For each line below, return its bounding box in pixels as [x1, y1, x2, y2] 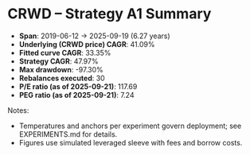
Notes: [7, 105, 29, 115]
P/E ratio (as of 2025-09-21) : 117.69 [18, 81, 138, 91]
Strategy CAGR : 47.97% [18, 56, 99, 66]
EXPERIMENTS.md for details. [18, 129, 118, 139]
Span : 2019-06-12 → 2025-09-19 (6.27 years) [18, 31, 170, 41]
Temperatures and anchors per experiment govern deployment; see [18, 121, 242, 130]
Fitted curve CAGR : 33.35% [18, 48, 111, 57]
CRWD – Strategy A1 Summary [7, 5, 212, 23]
